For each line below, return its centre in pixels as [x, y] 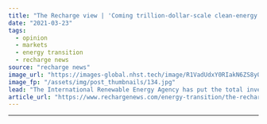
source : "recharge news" [49, 68]
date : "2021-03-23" [41, 23]
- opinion [31, 38]
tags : [17, 30]
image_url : [26, 75]
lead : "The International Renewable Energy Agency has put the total [126, 89]
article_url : [30, 97]
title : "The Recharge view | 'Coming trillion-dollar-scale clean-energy [133, 15]
